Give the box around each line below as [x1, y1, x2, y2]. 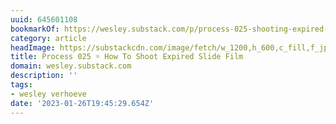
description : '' [10, 71, 78, 81]
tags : [10, 80, 33, 90]
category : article [10, 33, 87, 43]
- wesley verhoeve [10, 89, 87, 99]
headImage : [10, 42, 56, 53]
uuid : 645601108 [10, 14, 78, 25]
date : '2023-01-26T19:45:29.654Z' [10, 98, 155, 108]
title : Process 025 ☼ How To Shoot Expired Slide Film [10, 52, 244, 62]
